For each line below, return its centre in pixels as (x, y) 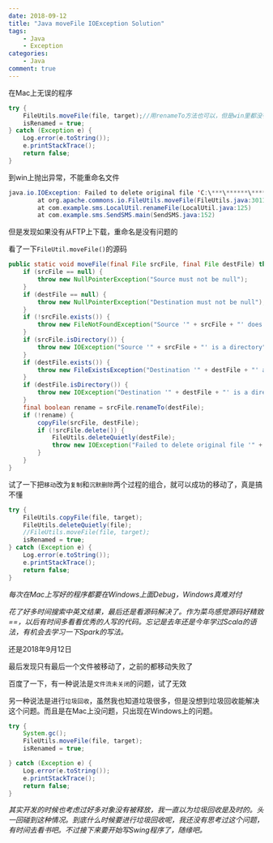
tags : (17, 31)
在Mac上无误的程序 (41, 92)
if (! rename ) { (49, 415)
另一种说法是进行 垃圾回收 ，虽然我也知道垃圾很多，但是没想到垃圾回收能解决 (134, 700)
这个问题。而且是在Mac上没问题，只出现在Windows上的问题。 (113, 711)
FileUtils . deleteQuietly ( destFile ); (113, 438)
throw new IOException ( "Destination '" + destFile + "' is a (143, 393)
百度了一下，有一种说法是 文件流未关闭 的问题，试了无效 (98, 683)
